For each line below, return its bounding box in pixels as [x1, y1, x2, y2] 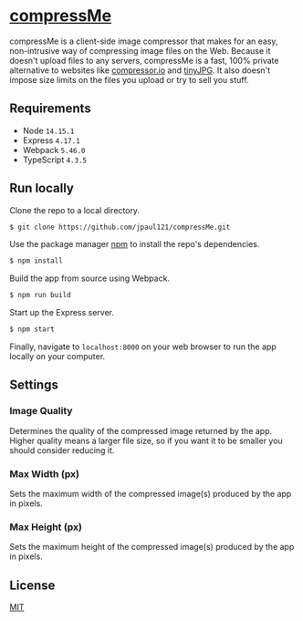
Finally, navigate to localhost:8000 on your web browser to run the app [9, 341, 277, 352]
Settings [9, 378, 59, 393]
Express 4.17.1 [22, 134, 80, 146]
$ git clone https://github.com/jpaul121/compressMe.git [9, 223, 231, 232]
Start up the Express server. [9, 307, 115, 318]
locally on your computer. [9, 351, 106, 362]
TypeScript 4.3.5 [22, 154, 88, 165]
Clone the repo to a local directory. [9, 204, 140, 215]
